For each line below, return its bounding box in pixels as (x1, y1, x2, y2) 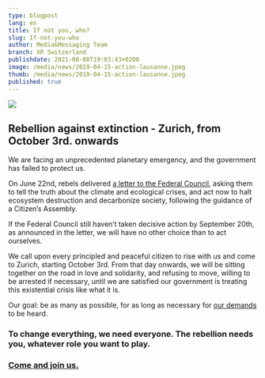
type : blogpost (8, 11, 59, 20)
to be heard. (8, 309, 48, 319)
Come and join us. (8, 360, 79, 371)
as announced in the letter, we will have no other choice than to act (8, 228, 227, 237)
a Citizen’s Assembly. (8, 204, 78, 214)
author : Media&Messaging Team (8, 41, 108, 49)
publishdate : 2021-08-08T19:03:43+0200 (8, 56, 140, 64)
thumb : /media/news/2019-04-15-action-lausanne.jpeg (8, 70, 186, 78)
